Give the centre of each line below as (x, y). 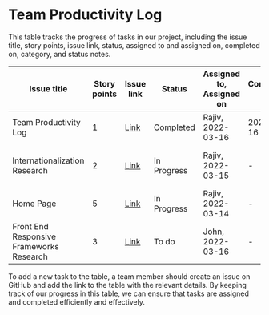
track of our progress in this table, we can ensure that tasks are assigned (129, 293)
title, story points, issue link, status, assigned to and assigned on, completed (134, 45)
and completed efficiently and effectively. (77, 301)
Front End (31, 226)
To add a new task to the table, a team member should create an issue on (129, 276)
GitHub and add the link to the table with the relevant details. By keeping (127, 285)
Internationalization (48, 160)
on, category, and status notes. (60, 54)
